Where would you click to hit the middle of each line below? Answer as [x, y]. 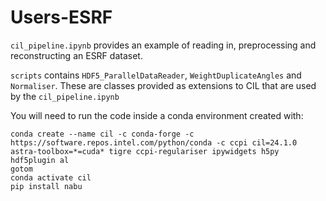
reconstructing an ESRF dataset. [76, 55]
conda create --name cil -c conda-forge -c [102, 134]
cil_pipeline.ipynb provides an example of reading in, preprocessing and [163, 45]
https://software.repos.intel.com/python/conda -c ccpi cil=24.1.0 [154, 142]
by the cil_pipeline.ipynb [65, 96]
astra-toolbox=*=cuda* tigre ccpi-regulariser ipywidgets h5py [145, 151]
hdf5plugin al [40, 160]
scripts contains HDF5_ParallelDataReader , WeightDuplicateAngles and [156, 75]
